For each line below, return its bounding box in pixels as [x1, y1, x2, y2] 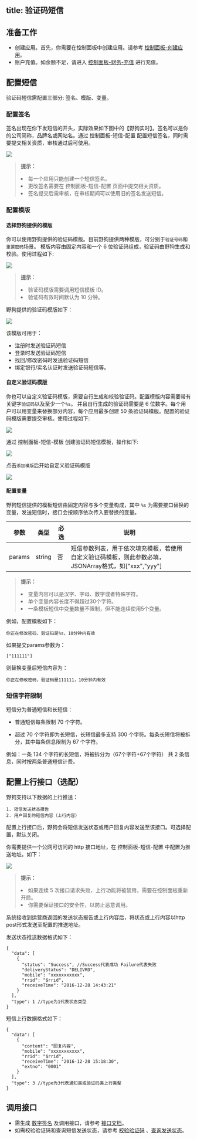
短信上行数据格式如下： [6, 1015, 63, 1022]
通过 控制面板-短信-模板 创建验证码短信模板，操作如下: [6, 438, 139, 445]
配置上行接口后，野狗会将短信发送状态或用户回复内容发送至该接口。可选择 [6, 823, 186, 830]
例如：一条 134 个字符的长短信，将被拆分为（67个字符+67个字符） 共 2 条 [6, 751, 185, 758]
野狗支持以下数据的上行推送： [6, 794, 78, 801]
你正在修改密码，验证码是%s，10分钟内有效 [6, 630, 96, 636]
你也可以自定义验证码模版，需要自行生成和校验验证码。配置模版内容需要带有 [6, 392, 191, 400]
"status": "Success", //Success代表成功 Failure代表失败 [21, 961, 157, 968]
